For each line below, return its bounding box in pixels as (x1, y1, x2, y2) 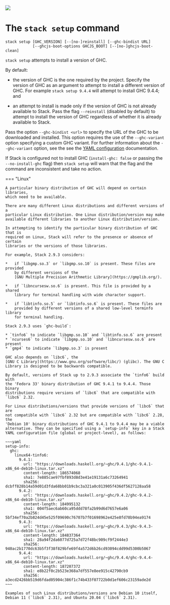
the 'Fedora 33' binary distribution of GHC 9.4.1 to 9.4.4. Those (5, 381, 151, 386)
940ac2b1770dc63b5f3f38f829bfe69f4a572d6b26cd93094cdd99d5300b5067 (5, 546, 151, 551)
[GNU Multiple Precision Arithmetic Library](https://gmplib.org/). (14, 274, 162, 279)
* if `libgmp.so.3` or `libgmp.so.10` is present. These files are (5, 261, 156, 266)
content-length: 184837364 (23, 533, 81, 538)
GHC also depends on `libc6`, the (5, 355, 79, 360)
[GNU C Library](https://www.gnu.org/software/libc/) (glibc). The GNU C (5, 359, 165, 364)
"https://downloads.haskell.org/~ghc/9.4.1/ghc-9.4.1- (35, 462, 153, 467)
